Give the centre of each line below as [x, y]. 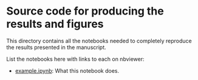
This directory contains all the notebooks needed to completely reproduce [99, 41]
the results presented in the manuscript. [56, 47]
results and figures [55, 24]
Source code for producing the [85, 11]
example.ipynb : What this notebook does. [67, 70]
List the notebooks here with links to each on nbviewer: [75, 59]
